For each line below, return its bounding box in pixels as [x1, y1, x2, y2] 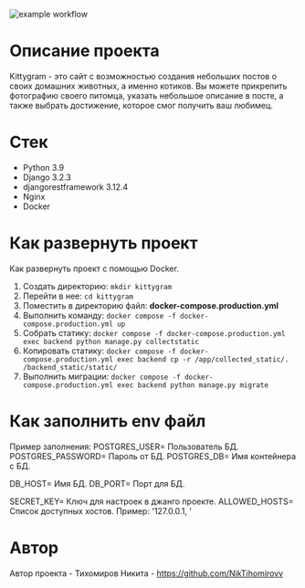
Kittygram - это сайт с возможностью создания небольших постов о [9, 70, 277, 81]
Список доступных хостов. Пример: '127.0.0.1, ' [9, 505, 193, 516]
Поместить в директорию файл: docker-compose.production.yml [22, 299, 279, 310]
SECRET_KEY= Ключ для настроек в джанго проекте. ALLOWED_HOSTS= [9, 496, 294, 507]
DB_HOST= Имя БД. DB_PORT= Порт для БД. [9, 478, 185, 488]
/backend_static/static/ [22, 362, 118, 372]
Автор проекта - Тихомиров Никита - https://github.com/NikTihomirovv [9, 567, 284, 579]
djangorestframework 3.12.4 [22, 181, 129, 192]
